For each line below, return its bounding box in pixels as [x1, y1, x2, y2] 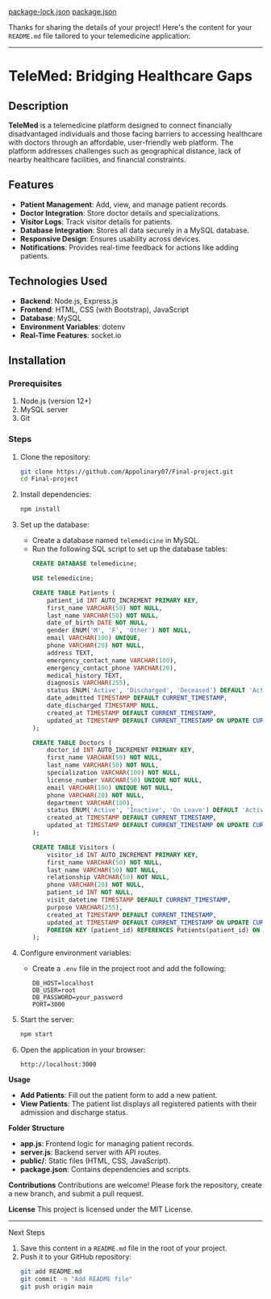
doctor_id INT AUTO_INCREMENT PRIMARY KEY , [47, 746, 195, 755]
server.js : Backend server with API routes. [19, 1147, 161, 1158]
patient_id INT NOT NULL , [47, 889, 135, 897]
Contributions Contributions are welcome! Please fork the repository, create [8, 1180, 263, 1190]
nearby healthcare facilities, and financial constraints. [8, 155, 187, 164]
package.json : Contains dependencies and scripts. [19, 1165, 191, 1175]
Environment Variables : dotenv [19, 322, 126, 331]
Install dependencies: [19, 490, 92, 499]
